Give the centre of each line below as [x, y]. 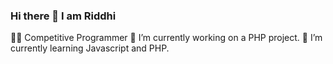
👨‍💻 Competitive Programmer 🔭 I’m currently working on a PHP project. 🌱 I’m [166, 38]
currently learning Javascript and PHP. [90, 48]
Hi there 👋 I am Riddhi [63, 16]
